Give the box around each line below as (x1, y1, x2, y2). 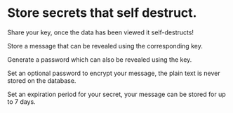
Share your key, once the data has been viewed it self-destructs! (7, 28, 194, 36)
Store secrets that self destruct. (7, 5, 197, 21)
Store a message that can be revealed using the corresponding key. (7, 41, 204, 50)
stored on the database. (7, 76, 76, 85)
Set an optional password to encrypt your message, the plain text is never (7, 69, 220, 77)
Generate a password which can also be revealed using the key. (7, 55, 192, 64)
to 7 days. (7, 97, 36, 106)
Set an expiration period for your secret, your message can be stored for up (7, 90, 226, 98)
